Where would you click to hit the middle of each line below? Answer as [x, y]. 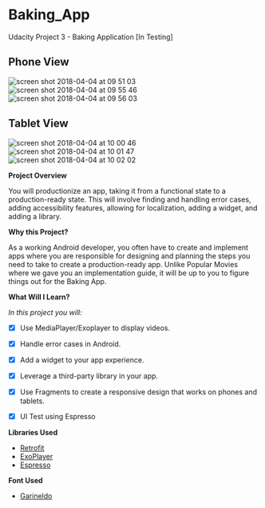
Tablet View [39, 124]
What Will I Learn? [39, 297]
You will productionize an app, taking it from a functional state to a [117, 190]
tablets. [32, 401]
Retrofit [32, 448]
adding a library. [35, 216]
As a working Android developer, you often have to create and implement [129, 247]
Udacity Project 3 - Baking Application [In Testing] [91, 37]
